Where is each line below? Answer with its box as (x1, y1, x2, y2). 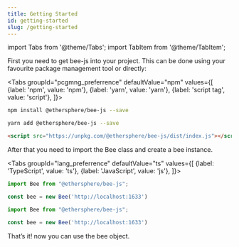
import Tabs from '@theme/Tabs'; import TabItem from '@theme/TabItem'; (7, 43, 226, 52)
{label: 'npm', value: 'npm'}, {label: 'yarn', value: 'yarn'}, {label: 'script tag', (7, 86, 225, 94)
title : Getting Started (7, 10, 78, 18)
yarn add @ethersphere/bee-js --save (7, 120, 119, 127)
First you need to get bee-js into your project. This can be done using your (7, 57, 225, 65)
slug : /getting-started (7, 23, 78, 31)
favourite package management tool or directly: (7, 65, 147, 73)
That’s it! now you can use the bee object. (7, 231, 130, 240)
